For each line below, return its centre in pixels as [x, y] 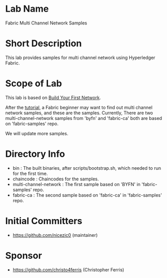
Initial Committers [44, 221]
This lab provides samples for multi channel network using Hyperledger [80, 57]
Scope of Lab [34, 84]
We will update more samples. [37, 133]
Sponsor [24, 255]
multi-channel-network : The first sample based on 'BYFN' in [77, 184]
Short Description [44, 43]
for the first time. [30, 173]
